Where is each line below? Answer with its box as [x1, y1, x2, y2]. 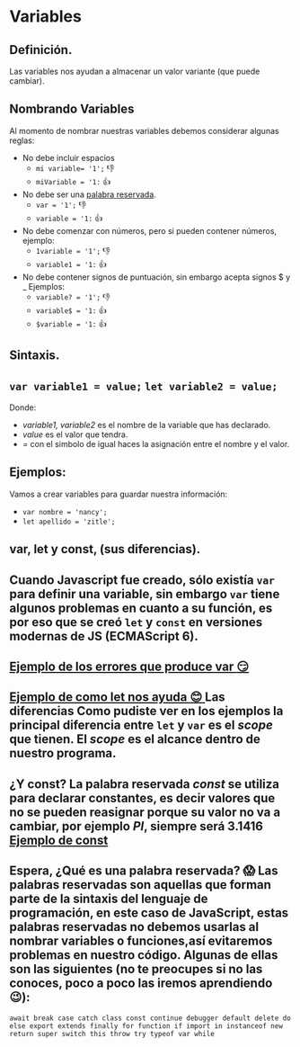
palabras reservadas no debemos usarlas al [9, 919, 259, 935]
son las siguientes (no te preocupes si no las [9, 962, 263, 977]
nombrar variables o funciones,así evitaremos [9, 934, 273, 949]
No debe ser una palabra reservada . [22, 189, 157, 200]
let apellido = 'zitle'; [22, 517, 116, 526]
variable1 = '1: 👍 [35, 258, 107, 269]
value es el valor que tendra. [22, 429, 128, 440]
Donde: [9, 402, 37, 413]
